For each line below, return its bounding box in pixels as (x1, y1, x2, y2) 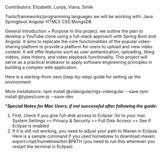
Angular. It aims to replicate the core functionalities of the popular (5, 38, 138, 44)
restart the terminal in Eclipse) (12, 144, 73, 149)
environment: (5, 79, 32, 85)
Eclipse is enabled (12, 123, 49, 129)
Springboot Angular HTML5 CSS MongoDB (5, 19, 92, 24)
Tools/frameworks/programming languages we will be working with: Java (5, 14, 153, 19)
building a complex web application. (5, 64, 78, 70)
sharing (5, 44, 21, 49)
